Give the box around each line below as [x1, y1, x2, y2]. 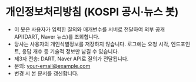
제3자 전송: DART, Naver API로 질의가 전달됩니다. [14, 55, 129, 62]
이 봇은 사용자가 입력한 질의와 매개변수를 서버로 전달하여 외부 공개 [14, 26, 165, 33]
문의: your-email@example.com [14, 62, 91, 69]
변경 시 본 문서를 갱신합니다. [14, 70, 79, 77]
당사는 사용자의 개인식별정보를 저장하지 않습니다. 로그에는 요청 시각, [14, 40, 170, 47]
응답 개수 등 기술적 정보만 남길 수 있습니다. [22, 47, 119, 54]
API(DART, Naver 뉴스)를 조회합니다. [14, 33, 100, 40]
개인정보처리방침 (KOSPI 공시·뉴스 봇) [5, 5, 179, 19]
